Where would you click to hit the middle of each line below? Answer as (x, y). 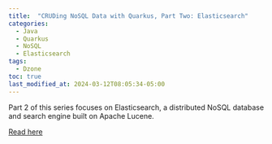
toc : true (25, 76)
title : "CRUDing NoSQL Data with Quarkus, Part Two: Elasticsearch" (129, 16)
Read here (26, 132)
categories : (28, 24)
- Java (27, 31)
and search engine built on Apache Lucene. (81, 116)
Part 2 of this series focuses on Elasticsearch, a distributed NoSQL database (136, 107)
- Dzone (29, 69)
